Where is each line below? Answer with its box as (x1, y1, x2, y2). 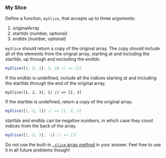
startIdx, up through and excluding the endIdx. (5, 56, 101, 62)
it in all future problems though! (5, 147, 70, 153)
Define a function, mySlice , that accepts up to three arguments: (5, 16, 136, 22)
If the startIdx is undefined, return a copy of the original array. (5, 99, 133, 105)
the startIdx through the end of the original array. (5, 80, 106, 86)
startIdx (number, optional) (12, 31, 68, 37)
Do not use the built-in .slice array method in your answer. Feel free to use (5, 141, 161, 147)
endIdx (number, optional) (12, 36, 66, 42)
